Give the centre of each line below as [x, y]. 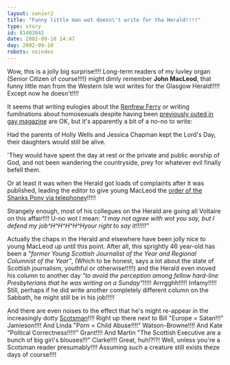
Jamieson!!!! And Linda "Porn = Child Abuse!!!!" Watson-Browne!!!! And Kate [115, 325]
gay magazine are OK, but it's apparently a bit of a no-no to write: [100, 121]
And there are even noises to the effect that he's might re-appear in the [108, 311]
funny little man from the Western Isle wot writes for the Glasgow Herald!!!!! [114, 86]
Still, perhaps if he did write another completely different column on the [108, 290]
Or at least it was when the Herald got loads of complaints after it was [106, 183]
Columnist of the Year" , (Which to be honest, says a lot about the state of [111, 261]
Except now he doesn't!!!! [43, 93]
